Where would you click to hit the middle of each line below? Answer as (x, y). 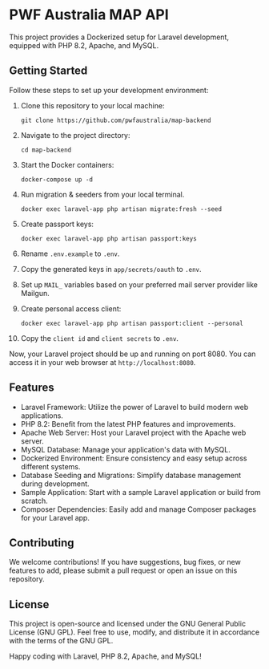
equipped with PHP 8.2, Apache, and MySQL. (84, 45)
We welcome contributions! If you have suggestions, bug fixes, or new (125, 562)
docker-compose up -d (56, 179)
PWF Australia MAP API (89, 15)
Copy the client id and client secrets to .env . (100, 338)
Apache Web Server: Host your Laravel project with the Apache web (133, 432)
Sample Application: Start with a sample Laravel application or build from (141, 492)
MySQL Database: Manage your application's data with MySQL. (125, 449)
